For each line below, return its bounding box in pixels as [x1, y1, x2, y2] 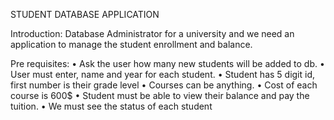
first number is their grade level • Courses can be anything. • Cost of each [10, 79, 318, 91]
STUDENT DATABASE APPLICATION [10, 9, 160, 20]
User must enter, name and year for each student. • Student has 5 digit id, [10, 69, 316, 80]
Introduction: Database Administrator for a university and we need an [10, 28, 295, 39]
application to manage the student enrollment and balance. [10, 39, 253, 50]
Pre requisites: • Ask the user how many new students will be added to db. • [10, 58, 325, 69]
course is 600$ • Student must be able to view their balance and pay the [10, 90, 310, 101]
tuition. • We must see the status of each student [10, 100, 213, 112]
